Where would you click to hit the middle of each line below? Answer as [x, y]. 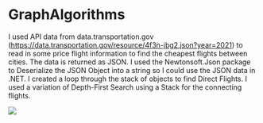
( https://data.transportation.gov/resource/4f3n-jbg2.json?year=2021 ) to [126, 44]
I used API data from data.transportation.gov [81, 37]
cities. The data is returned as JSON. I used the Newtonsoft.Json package [130, 62]
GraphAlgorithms [67, 15]
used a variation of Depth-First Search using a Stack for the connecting [125, 87]
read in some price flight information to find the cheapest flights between [128, 53]
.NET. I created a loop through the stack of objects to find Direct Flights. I [128, 79]
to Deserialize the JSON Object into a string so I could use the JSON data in [132, 70]
